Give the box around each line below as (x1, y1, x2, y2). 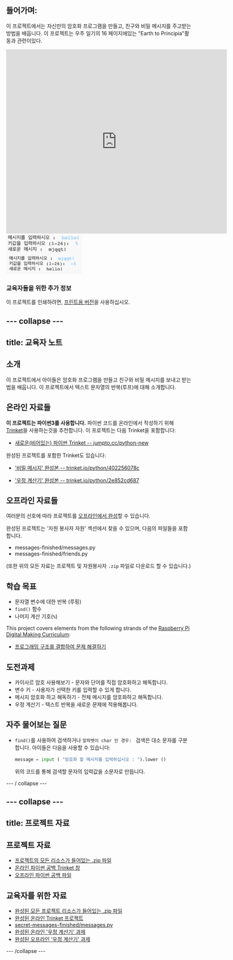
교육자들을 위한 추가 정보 (6, 284, 72, 292)
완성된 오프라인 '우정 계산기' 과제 (14, 936, 91, 943)
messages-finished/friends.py (14, 550, 88, 557)
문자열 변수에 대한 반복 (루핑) (14, 598, 82, 606)
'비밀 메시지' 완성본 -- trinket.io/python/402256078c (14, 464, 140, 471)
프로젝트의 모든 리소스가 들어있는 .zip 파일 (14, 857, 112, 864)
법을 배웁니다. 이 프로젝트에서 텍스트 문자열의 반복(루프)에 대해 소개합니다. (6, 383, 177, 390)
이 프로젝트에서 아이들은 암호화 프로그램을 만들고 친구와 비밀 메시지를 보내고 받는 (6, 376, 192, 383)
